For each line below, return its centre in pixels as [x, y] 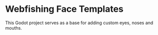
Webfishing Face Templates [64, 9]
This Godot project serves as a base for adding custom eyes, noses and [79, 23]
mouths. [14, 28]
